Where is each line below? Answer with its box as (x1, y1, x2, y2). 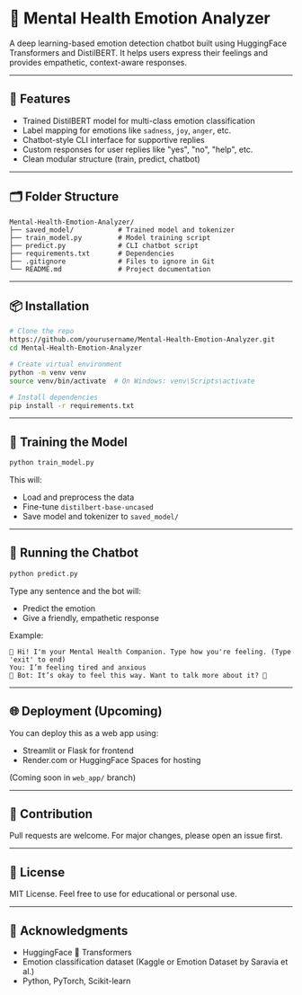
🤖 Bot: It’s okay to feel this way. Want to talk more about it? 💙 (9, 671, 268, 680)
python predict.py (9, 569, 78, 578)
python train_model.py (9, 458, 94, 467)
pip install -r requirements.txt (9, 401, 135, 410)
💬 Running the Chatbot (9, 546, 139, 561)
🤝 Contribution (9, 806, 93, 822)
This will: (9, 475, 42, 485)
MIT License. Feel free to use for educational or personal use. (9, 889, 237, 900)
